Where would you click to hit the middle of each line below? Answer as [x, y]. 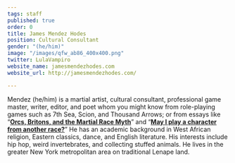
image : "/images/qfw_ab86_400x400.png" [66, 54]
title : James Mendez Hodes [47, 34]
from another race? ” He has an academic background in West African [109, 129]
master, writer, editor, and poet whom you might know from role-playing [112, 107]
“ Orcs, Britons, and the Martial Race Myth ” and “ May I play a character [112, 121]
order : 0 [20, 27]
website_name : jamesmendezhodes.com [61, 66]
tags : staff [25, 14]
